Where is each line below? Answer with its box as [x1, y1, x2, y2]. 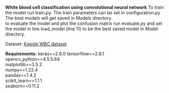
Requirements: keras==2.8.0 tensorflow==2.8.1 [5, 51, 104, 57]
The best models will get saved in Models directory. [5, 15, 112, 21]
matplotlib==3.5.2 [5, 62, 42, 67]
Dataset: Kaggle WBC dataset [5, 41, 67, 47]
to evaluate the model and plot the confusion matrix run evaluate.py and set [5, 20, 162, 26]
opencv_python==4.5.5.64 [5, 56, 60, 62]
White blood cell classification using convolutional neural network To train [5, 5, 164, 10]
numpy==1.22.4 [5, 67, 38, 73]
